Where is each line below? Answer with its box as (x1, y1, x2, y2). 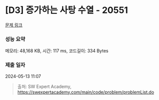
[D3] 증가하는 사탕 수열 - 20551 (5, 4, 128, 16)
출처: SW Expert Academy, (17, 83, 72, 90)
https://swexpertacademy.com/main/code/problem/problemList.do (17, 89, 155, 95)
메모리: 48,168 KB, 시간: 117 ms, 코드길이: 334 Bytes (5, 48, 108, 54)
